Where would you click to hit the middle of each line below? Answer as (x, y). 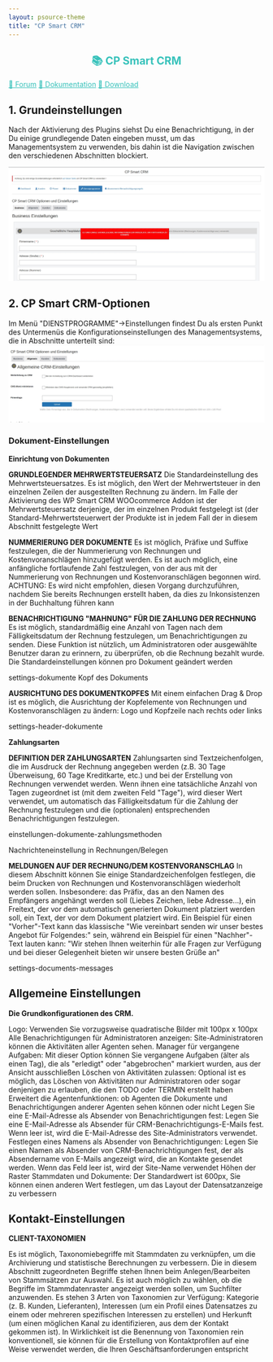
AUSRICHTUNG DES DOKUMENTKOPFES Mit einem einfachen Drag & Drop (135, 693)
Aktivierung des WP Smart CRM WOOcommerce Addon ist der (113, 500)
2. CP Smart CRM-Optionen (79, 304)
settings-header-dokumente (56, 726)
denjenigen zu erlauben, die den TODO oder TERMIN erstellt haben (121, 1089)
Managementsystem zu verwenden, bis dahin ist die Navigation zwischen (131, 147)
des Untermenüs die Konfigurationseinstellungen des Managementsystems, (135, 332)
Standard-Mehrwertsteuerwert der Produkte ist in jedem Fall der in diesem (133, 518)
